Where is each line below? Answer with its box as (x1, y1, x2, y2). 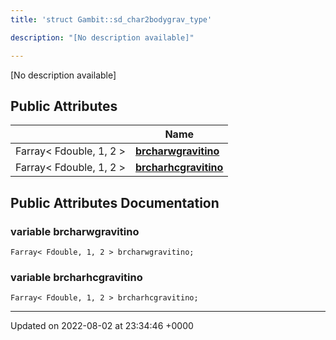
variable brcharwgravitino (10, 224, 140, 238)
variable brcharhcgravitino (10, 270, 143, 284)
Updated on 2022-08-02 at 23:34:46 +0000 (10, 320, 194, 332)
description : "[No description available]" (10, 32, 195, 43)
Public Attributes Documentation (10, 194, 220, 211)
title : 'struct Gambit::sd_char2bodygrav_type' (10, 14, 213, 25)
